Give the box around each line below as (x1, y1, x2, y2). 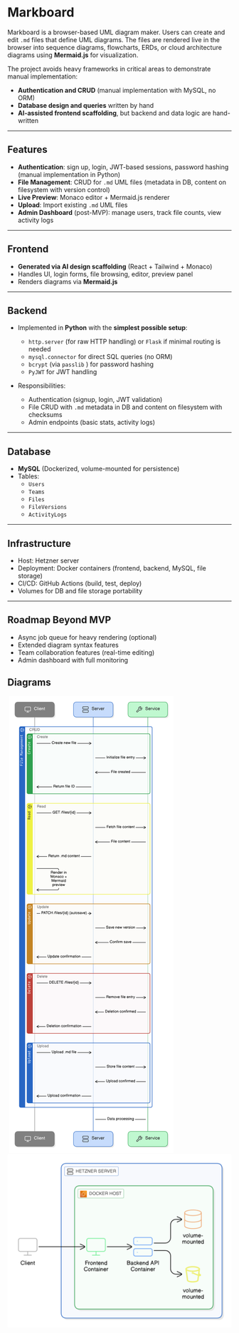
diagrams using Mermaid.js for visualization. (7, 51, 139, 59)
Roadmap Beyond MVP (7, 614, 112, 626)
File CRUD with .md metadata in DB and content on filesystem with (28, 403, 223, 411)
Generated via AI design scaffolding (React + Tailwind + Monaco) (17, 262, 213, 271)
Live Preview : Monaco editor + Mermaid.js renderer (17, 193, 170, 201)
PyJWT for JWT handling (28, 368, 97, 376)
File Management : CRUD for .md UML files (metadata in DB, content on (17, 178, 226, 186)
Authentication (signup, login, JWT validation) (28, 396, 163, 404)
